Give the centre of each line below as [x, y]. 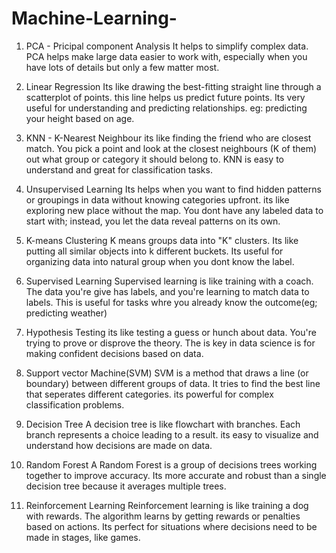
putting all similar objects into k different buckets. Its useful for [154, 251]
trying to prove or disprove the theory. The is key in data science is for [170, 343]
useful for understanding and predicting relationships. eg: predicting [166, 108]
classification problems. [75, 404]
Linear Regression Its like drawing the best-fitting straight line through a [173, 86]
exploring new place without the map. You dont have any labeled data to [174, 210]
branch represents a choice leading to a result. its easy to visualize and [172, 434]
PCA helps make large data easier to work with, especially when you [166, 56]
